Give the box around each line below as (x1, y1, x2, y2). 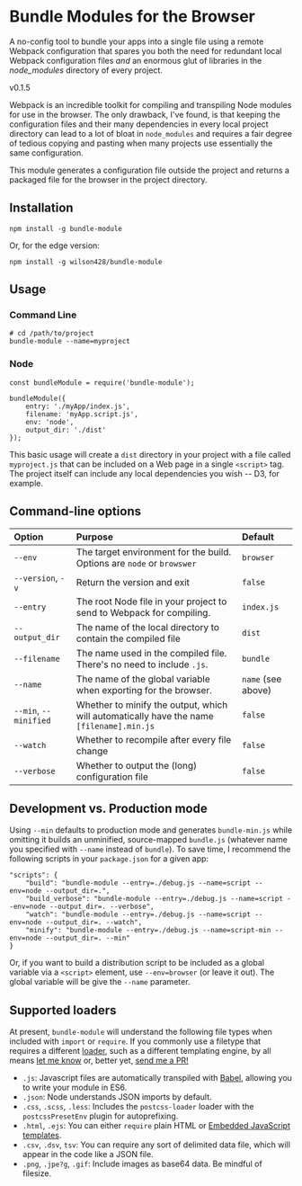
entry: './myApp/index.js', (25, 402, 130, 411)
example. (9, 477, 43, 488)
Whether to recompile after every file (75, 733, 232, 745)
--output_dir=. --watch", (45, 918, 143, 927)
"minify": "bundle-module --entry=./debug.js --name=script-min (25, 926, 271, 935)
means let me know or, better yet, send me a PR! (9, 1055, 189, 1066)
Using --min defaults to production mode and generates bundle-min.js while (9, 825, 293, 835)
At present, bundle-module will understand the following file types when (9, 1027, 272, 1038)
